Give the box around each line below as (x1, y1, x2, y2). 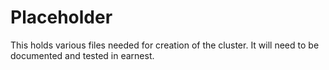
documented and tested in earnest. (10, 49, 155, 61)
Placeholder (10, 6, 113, 29)
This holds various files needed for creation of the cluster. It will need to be (10, 39, 320, 51)
